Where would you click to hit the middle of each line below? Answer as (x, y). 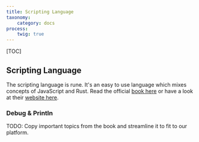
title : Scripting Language (40, 12)
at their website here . (32, 97)
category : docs (36, 23)
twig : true (31, 34)
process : (17, 29)
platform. (17, 132)
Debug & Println (29, 113)
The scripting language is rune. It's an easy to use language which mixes (96, 84)
